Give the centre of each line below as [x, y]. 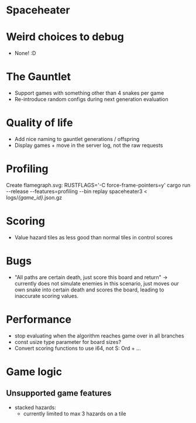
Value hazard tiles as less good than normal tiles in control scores [94, 237]
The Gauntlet [39, 77]
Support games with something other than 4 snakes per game [89, 93]
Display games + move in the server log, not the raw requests [89, 145]
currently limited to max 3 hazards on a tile [75, 414]
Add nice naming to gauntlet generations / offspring [77, 139]
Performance [39, 319]
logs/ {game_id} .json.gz [34, 197]
